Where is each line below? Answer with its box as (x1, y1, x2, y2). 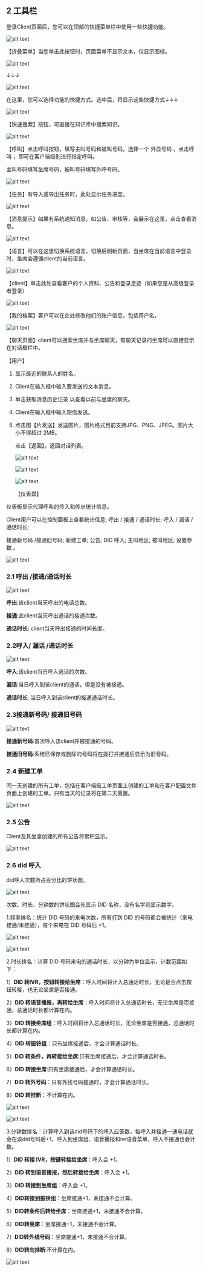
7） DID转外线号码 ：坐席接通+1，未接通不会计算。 (6, 1233, 130, 1240)
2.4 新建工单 (6, 767, 43, 775)
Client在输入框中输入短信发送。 (14, 408, 94, 416)
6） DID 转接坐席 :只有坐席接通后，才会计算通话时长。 (6, 1065, 138, 1073)
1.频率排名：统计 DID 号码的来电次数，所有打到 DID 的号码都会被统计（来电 (6, 913, 193, 921)
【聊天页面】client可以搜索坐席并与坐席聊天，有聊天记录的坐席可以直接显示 (6, 336, 195, 344)
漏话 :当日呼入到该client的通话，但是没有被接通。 (6, 681, 127, 688)
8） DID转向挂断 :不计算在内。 (6, 1246, 79, 1253)
